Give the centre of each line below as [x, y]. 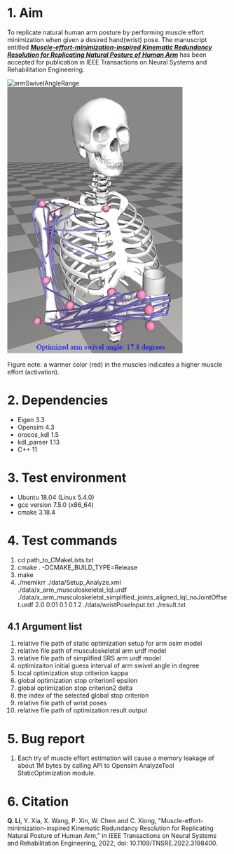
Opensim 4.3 [36, 427]
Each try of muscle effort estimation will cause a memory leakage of [116, 758]
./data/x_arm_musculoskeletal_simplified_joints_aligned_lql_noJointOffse [122, 597]
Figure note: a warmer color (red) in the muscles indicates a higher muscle [115, 364]
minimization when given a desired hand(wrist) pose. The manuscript [107, 39]
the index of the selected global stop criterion [83, 696]
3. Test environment [67, 477]
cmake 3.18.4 [36, 512]
